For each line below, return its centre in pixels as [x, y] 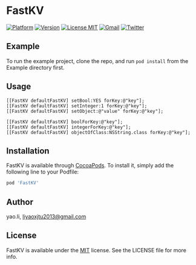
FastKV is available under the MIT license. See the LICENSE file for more [96, 250]
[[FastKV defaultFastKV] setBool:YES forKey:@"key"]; [76, 101]
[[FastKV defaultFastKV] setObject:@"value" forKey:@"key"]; [85, 111]
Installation [28, 151]
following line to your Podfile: [43, 172]
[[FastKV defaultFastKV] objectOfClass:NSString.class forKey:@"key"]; [98, 132]
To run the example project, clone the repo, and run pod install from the [97, 61]
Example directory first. [35, 67]
